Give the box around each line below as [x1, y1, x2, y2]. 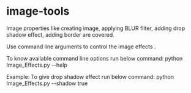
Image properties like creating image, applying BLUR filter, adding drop [6, 24, 185, 32]
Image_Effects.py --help [6, 61, 67, 69]
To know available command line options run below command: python [6, 54, 183, 62]
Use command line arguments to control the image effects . [6, 43, 156, 50]
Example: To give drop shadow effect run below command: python [6, 73, 174, 80]
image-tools [6, 4, 70, 18]
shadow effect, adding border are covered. [6, 31, 114, 38]
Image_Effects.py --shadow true [6, 80, 88, 87]
